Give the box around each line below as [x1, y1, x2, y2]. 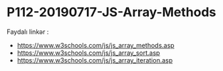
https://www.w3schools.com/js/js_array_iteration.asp [16, 56, 173, 64]
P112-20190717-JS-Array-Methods [6, 4, 217, 20]
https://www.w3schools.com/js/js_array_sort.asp [16, 49, 160, 57]
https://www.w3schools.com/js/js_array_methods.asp [16, 41, 175, 49]
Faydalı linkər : [6, 27, 49, 36]
